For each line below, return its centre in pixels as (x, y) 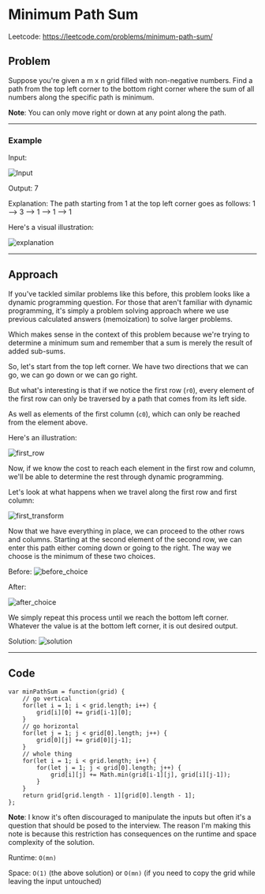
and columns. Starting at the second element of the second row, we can (125, 539)
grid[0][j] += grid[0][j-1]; (84, 740)
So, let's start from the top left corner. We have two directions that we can (128, 366)
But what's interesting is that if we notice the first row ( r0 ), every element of (131, 390)
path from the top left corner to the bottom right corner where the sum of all (131, 89)
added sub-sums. (37, 351)
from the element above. (48, 422)
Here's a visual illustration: (51, 228)
